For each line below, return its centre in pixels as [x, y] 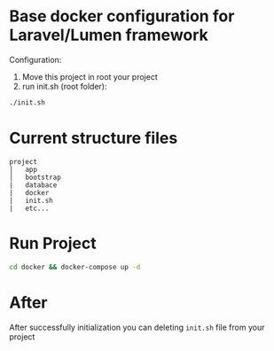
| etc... [29, 208]
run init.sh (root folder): [64, 86]
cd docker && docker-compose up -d [75, 267]
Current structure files [94, 138]
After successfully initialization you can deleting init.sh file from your [137, 327]
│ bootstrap [35, 177]
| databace [33, 185]
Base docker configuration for [122, 16]
